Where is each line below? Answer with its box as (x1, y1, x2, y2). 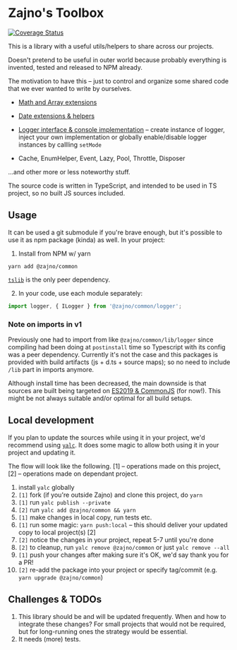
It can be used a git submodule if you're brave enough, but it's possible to (8, 228, 223, 236)
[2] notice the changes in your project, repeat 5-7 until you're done (18, 535, 214, 544)
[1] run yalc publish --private (18, 498, 111, 506)
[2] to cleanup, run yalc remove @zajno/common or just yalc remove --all (18, 543, 230, 551)
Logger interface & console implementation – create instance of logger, (18, 125, 225, 133)
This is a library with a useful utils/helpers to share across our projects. (8, 42, 214, 50)
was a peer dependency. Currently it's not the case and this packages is (8, 350, 218, 359)
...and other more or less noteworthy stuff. (8, 167, 130, 176)
